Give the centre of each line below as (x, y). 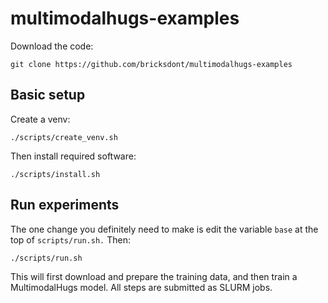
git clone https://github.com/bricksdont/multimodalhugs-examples (151, 64)
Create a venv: (40, 119)
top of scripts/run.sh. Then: (70, 239)
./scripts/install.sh (55, 174)
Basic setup (48, 95)
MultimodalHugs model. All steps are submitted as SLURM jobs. (141, 287)
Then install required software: (73, 156)
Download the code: (52, 46)
